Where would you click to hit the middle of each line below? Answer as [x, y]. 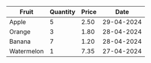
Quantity [62, 12]
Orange [20, 31]
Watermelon [27, 51]
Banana [20, 41]
